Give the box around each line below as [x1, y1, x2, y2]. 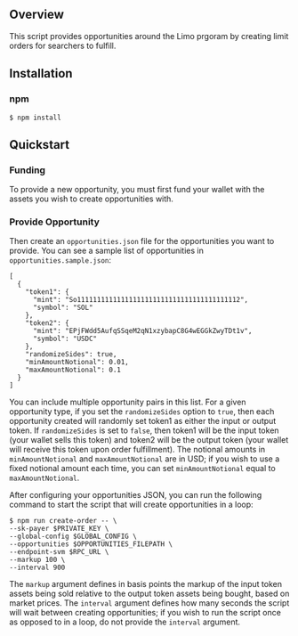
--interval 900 [9, 563, 66, 573]
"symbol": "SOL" [32, 303, 93, 313]
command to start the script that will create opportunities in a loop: [9, 499, 254, 510]
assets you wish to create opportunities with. [9, 193, 173, 204]
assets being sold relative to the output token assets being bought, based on [9, 588, 290, 599]
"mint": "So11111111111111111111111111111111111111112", [32, 296, 249, 305]
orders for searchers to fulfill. [9, 40, 117, 51]
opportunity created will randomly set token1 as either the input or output [9, 416, 277, 427]
